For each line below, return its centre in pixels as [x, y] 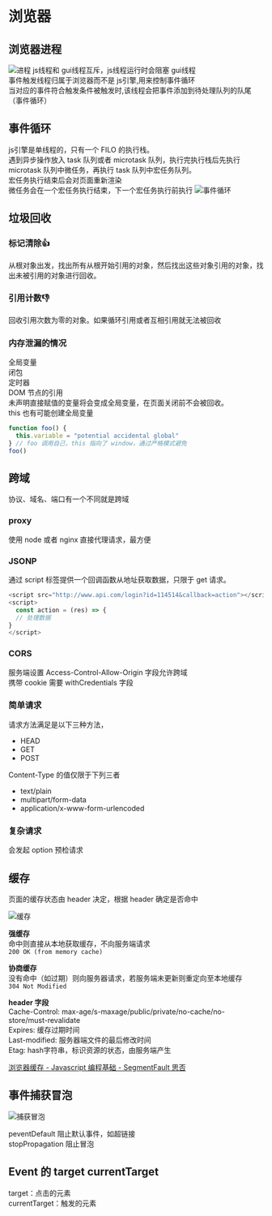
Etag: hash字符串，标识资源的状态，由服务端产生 [90, 1050]
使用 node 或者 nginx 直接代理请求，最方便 [80, 539]
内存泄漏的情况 [38, 343]
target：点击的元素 [40, 1192]
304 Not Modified [38, 986]
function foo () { [38, 428]
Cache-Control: [34, 1012]
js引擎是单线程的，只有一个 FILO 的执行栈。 [81, 149]
